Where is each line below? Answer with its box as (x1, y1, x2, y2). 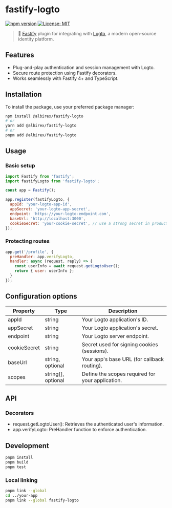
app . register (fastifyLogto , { (5, 197, 70, 202)
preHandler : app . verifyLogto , (10, 254, 74, 259)
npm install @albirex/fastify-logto (5, 114, 83, 119)
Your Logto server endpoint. (81, 332, 149, 340)
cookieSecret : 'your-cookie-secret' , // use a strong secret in (10, 221, 150, 226)
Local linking (5, 476, 38, 483)
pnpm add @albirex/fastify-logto (5, 133, 77, 138)
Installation (5, 90, 42, 99)
